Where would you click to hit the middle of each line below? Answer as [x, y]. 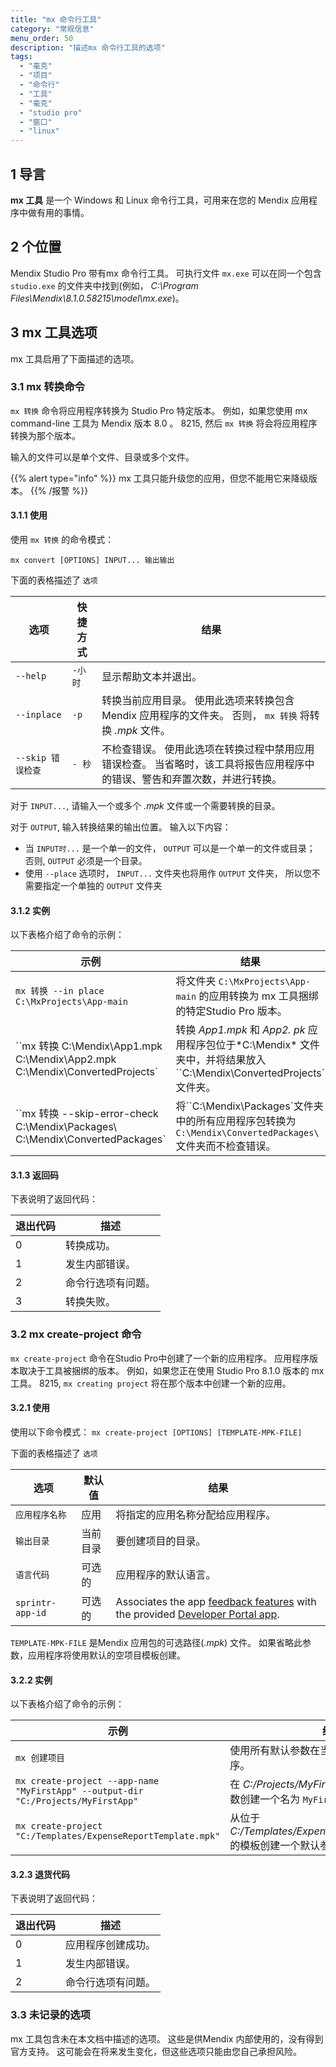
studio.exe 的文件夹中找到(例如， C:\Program [104, 285]
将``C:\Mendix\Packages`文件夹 [249, 1106]
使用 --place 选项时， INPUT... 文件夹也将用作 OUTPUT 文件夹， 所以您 [168, 873]
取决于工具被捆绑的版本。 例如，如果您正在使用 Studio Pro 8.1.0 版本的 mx [171, 1370]
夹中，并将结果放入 [221, 1060]
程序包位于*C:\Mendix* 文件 [252, 1045]
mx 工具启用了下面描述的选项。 [75, 358]
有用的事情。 [63, 212]
